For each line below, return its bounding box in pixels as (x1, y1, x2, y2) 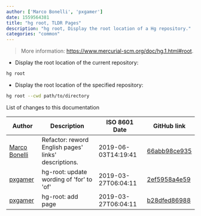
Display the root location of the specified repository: (14, 81, 144, 89)
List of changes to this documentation (6, 104, 100, 111)
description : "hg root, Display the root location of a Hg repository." (6, 25, 191, 32)
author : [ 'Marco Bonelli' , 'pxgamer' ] (6, 8, 103, 15)
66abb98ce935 (147, 147, 192, 155)
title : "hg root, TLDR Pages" (6, 20, 82, 26)
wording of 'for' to (41, 175, 93, 183)
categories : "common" (6, 31, 60, 37)
